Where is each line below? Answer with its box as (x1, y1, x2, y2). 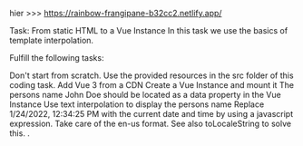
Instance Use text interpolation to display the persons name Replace (9, 99, 265, 110)
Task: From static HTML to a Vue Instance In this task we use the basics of (9, 25, 288, 35)
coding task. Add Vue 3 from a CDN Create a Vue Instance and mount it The (9, 80, 295, 90)
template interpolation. (9, 35, 93, 45)
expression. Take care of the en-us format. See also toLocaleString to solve (9, 118, 292, 129)
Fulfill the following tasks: (9, 53, 104, 63)
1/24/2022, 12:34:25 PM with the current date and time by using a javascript (9, 109, 293, 119)
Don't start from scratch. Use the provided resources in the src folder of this (9, 70, 294, 81)
